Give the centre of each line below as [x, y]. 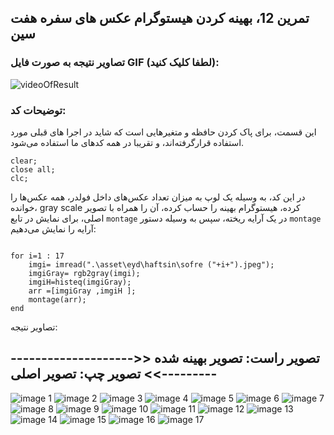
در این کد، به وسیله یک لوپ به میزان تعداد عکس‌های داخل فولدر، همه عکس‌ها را [158, 197]
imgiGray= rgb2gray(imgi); [84, 273]
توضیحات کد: [38, 110]
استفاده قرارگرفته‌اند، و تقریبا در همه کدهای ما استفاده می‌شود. [127, 142]
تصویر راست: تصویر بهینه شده [236, 358]
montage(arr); [57, 299]
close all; [33, 169]
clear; [24, 161]
